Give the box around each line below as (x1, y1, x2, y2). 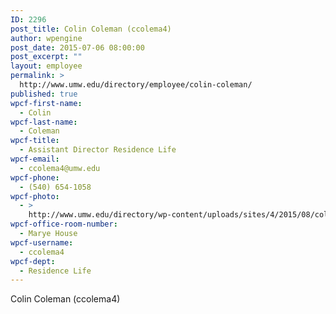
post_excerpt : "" (10, 52, 83, 62)
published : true (10, 89, 78, 99)
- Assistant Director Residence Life (19, 145, 177, 155)
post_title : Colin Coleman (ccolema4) (10, 24, 172, 34)
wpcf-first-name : (10, 98, 83, 108)
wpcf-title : (10, 136, 60, 146)
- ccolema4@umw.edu (19, 163, 101, 173)
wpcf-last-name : (10, 117, 78, 127)
